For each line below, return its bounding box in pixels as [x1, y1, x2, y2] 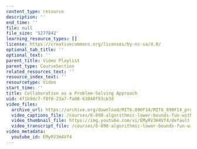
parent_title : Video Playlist [6, 57, 80, 63]
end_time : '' [6, 19, 38, 25]
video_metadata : [6, 128, 46, 135]
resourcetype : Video [6, 80, 57, 86]
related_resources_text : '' [6, 69, 75, 74]
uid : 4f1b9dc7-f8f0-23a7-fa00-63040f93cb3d [6, 96, 114, 101]
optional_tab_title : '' [6, 47, 64, 53]
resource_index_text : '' [6, 74, 67, 80]
